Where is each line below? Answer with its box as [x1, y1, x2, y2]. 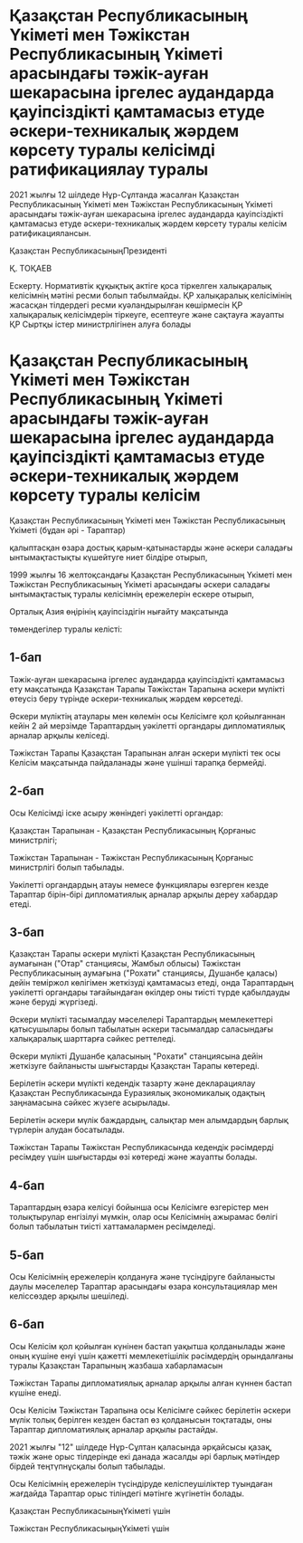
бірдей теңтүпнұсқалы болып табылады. [9, 1461, 166, 1472]
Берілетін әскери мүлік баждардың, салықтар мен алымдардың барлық [9, 1115, 289, 1126]
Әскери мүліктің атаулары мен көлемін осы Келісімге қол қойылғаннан [9, 710, 286, 721]
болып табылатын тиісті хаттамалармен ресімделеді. [9, 1221, 216, 1232]
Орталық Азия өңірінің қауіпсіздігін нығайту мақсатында [9, 605, 229, 616]
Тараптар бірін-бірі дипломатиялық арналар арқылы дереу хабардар [9, 889, 279, 900]
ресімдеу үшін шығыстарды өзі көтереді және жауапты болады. [9, 1151, 258, 1163]
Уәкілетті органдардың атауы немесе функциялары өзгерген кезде [9, 879, 270, 890]
